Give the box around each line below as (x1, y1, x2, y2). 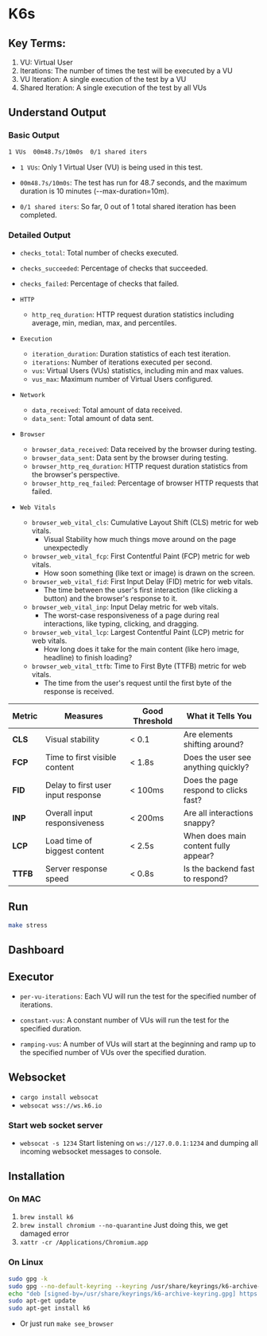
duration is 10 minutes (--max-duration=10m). (19, 186, 169, 196)
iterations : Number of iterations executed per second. (31, 357, 213, 367)
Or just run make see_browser (19, 1318, 114, 1329)
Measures (64, 710, 103, 721)
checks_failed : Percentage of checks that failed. (19, 278, 180, 288)
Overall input (44, 807, 93, 818)
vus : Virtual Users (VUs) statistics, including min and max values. (31, 365, 244, 375)
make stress (8, 921, 48, 929)
